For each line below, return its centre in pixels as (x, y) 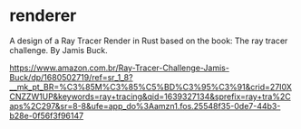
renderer (43, 16)
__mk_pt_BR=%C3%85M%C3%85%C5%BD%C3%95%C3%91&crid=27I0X (150, 87)
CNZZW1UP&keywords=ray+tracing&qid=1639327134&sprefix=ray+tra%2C (150, 97)
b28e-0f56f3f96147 (47, 115)
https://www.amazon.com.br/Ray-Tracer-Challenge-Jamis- (119, 68)
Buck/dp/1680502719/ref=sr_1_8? (71, 77)
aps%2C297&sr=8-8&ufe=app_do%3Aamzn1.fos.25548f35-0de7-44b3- (145, 106)
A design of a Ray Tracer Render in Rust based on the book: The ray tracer (149, 41)
